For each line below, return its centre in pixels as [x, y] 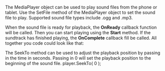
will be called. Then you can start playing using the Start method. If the [78, 33]
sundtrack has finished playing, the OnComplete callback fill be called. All [81, 38]
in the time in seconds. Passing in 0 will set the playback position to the [78, 58]
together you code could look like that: [45, 43]
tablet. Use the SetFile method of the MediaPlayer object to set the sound [80, 12]
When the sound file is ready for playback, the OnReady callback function [81, 27]
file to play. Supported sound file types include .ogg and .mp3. [69, 18]
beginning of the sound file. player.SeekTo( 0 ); [53, 63]
